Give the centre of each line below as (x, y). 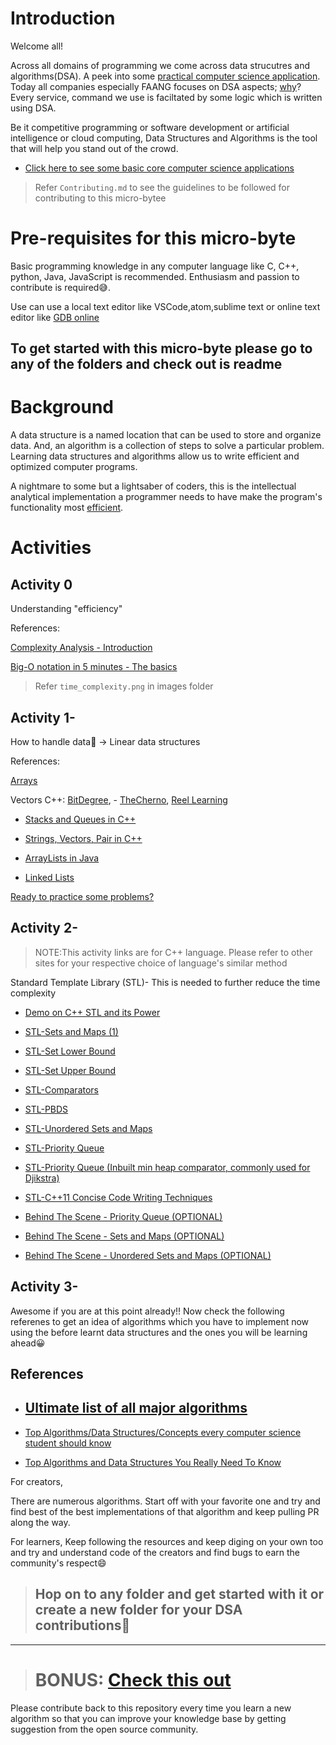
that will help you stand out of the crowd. (94, 148)
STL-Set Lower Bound (70, 1051)
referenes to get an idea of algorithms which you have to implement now (160, 1321)
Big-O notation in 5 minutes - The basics (94, 667)
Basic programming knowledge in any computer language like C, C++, (155, 266)
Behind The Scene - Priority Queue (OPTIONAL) (123, 1216)
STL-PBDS (46, 1109)
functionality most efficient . (67, 508)
